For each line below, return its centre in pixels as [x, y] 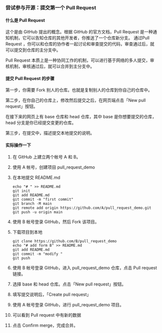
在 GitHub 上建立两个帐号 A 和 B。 [46, 157]
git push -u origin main [37, 212]
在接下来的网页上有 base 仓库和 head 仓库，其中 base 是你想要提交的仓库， [81, 117]
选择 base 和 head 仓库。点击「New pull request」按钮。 [69, 284]
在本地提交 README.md [36, 177]
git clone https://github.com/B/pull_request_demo [65, 241]
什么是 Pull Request [25, 20]
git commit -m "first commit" [43, 199]
